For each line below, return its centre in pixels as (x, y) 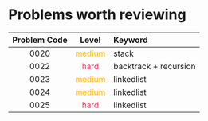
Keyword (131, 40)
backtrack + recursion (154, 66)
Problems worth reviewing (97, 15)
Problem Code (40, 40)
